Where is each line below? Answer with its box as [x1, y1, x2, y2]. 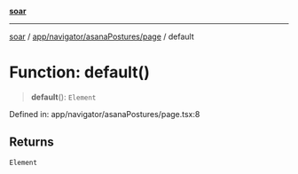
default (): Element [30, 91, 97, 102]
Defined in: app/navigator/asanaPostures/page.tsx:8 [9, 108, 200, 119]
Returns [9, 135, 55, 150]
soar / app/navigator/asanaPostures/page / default [9, 31, 194, 42]
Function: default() [9, 62, 151, 83]
